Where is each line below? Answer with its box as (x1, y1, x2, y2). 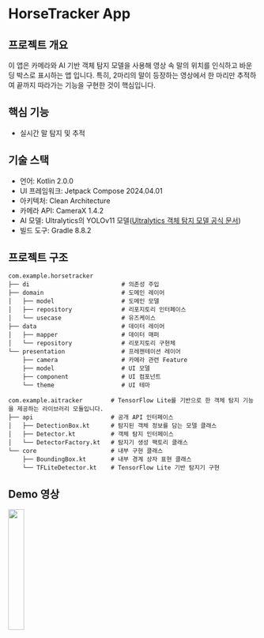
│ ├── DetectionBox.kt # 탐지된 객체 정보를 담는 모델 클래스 (8, 422, 217, 430)
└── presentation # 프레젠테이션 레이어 (8, 348, 182, 356)
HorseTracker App (8, 5, 131, 23)
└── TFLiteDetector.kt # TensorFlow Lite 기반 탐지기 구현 (22, 464, 220, 472)
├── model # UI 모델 (22, 364, 150, 372)
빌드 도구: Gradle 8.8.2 (19, 225, 92, 235)
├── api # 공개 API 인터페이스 (8, 413, 174, 421)
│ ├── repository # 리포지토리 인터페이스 (8, 306, 187, 314)
